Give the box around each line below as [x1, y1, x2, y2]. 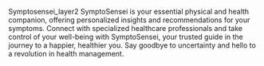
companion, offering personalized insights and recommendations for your [8, 15, 250, 25]
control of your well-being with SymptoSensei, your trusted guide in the [8, 32, 243, 41]
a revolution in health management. [8, 49, 124, 58]
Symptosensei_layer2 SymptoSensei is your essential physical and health [8, 7, 250, 16]
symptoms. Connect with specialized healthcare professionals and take [8, 24, 243, 33]
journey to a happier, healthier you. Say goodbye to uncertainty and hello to [8, 41, 257, 50]
